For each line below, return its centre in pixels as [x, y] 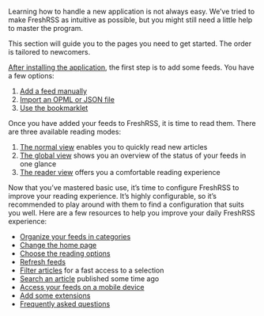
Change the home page [58, 245]
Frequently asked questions [65, 304]
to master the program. [46, 28]
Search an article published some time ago [89, 279]
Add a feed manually [53, 91]
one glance [38, 164]
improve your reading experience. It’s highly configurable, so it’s [113, 196]
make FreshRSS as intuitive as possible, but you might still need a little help [130, 20]
